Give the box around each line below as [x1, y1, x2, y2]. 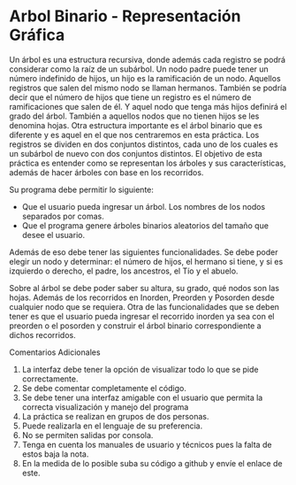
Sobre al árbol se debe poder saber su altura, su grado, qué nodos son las [9, 282, 280, 293]
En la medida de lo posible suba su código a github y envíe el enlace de [21, 458, 283, 468]
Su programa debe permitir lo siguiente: [9, 184, 155, 195]
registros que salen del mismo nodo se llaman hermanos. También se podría [9, 82, 287, 93]
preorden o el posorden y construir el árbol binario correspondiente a [9, 320, 262, 331]
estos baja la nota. [21, 449, 89, 459]
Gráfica [9, 25, 65, 45]
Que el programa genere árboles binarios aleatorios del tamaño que [21, 219, 269, 231]
